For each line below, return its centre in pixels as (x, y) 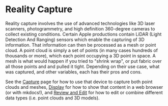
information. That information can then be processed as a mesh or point (81, 45)
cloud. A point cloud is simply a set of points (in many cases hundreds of (81, 50)
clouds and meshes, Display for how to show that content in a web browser (84, 87)
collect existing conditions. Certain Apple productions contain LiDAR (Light (83, 34)
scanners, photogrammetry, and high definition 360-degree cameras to (80, 28)
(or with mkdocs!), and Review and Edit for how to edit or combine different (84, 92)
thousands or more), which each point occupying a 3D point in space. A (81, 56)
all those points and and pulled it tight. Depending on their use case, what (82, 66)
